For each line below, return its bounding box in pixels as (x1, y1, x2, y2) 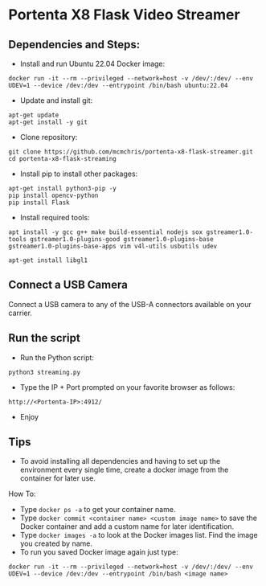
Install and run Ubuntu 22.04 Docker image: (19, 59, 166, 68)
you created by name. (19, 539, 93, 548)
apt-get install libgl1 (8, 256, 88, 264)
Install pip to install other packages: (19, 169, 138, 178)
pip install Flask (8, 199, 70, 207)
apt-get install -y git (8, 118, 88, 126)
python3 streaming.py (8, 368, 81, 376)
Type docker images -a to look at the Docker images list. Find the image (19, 531, 259, 540)
